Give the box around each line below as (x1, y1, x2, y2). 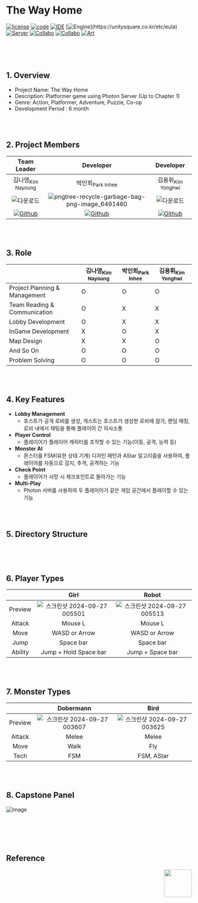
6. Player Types (6, 573, 64, 583)
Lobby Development (9, 317, 65, 325)
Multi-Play (14, 480, 41, 487)
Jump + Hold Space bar (41, 648, 107, 656)
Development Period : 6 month (14, 105, 90, 112)
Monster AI (14, 445, 43, 452)
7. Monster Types (6, 686, 71, 697)
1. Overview (6, 70, 50, 80)
